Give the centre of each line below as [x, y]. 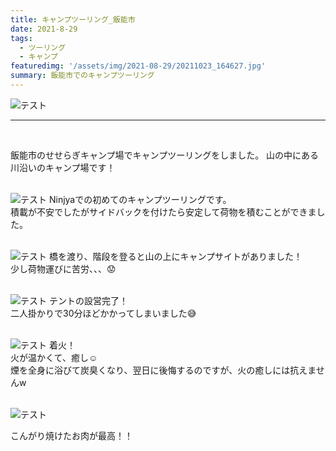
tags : [21, 38]
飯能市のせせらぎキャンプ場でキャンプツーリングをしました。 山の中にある [165, 155]
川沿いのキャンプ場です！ [63, 167]
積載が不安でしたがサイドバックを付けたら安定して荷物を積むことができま [163, 212]
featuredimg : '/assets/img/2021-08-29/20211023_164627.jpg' [138, 66]
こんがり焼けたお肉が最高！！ [71, 435]
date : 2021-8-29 [44, 29]
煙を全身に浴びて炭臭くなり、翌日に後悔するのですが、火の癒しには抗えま [163, 370]
